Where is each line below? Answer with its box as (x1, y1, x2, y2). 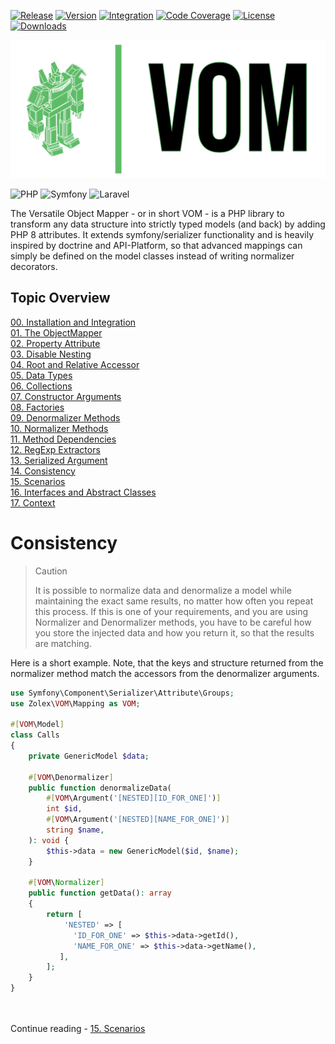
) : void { (28, 835, 70, 845)
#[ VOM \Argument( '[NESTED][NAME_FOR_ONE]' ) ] (46, 815, 230, 825)
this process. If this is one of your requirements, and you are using (34, 605, 309, 617)
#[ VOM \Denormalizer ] (28, 772, 114, 782)
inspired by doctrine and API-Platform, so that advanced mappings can (10, 239, 303, 251)
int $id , (46, 804, 83, 814)
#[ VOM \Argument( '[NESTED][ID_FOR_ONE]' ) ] (46, 793, 222, 804)
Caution (34, 565, 68, 577)
